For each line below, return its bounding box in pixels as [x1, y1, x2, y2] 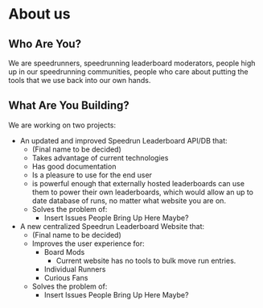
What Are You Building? [8, 98, 130, 113]
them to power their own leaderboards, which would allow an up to [31, 187, 254, 197]
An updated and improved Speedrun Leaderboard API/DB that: [19, 135, 228, 145]
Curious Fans [43, 273, 88, 282]
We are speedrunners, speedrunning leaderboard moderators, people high [8, 58, 256, 68]
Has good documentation [31, 161, 117, 171]
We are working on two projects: [8, 120, 117, 130]
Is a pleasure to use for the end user [31, 170, 153, 180]
